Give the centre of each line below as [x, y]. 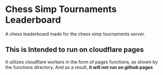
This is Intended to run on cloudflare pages [75, 50]
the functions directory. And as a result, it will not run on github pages [79, 67]
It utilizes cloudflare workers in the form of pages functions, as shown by [82, 62]
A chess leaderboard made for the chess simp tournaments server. [75, 34]
